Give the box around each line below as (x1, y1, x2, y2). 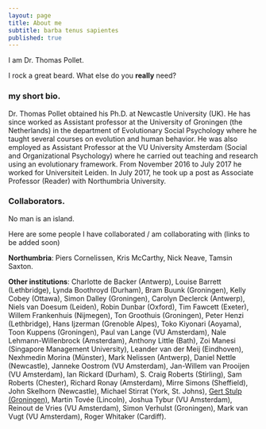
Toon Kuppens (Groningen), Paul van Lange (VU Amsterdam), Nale (8, 327, 226, 337)
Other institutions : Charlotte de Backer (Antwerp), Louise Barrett (8, 277, 222, 286)
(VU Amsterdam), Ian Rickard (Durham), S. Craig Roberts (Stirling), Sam (8, 370, 242, 379)
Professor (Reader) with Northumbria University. (8, 176, 167, 186)
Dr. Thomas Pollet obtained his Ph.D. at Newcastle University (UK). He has (8, 109, 251, 118)
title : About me (8, 19, 62, 27)
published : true (8, 33, 62, 42)
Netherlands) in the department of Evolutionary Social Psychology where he (8, 125, 257, 135)
